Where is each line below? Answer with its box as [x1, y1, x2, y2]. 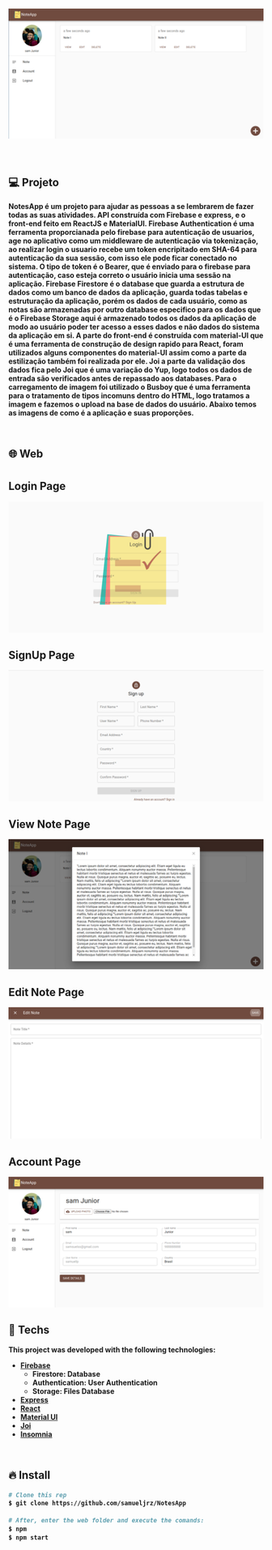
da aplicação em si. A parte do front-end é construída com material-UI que [8, 330, 264, 340]
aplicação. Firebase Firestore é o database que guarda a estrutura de [8, 279, 245, 288]
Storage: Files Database [32, 1386, 115, 1396]
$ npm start [8, 1533, 49, 1542]
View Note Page [8, 817, 91, 831]
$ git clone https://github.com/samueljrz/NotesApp [8, 1499, 186, 1508]
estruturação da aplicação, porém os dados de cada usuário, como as [8, 296, 248, 305]
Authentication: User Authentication [32, 1378, 158, 1387]
